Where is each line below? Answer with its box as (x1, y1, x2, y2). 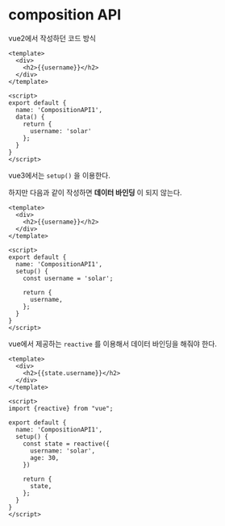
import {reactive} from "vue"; (8, 404, 114, 412)
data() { (15, 113, 45, 121)
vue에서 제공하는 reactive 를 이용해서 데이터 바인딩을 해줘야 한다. (8, 339, 218, 349)
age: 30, (29, 453, 60, 461)
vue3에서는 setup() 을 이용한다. (8, 170, 110, 180)
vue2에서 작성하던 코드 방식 (8, 33, 97, 43)
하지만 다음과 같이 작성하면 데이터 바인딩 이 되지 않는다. (8, 187, 183, 197)
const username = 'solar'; (23, 274, 114, 282)
